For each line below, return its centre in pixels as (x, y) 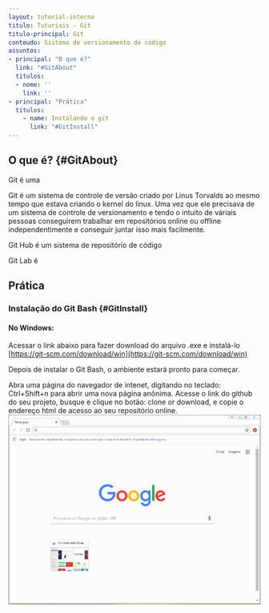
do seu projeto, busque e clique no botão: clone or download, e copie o (126, 402)
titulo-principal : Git (46, 34)
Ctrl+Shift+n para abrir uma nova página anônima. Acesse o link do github (130, 394)
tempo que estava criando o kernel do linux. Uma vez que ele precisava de (131, 204)
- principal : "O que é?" (50, 59)
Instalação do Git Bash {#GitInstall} (78, 309)
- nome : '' (34, 84)
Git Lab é (23, 260)
